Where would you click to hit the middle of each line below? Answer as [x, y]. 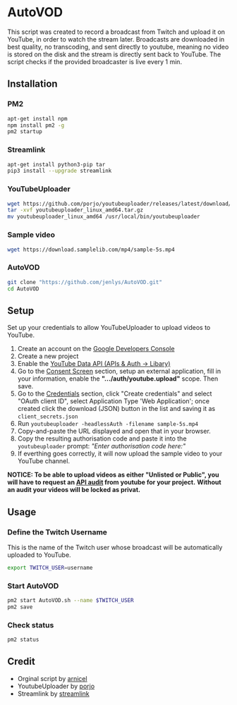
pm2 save [20, 607]
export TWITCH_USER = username [50, 568]
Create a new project [48, 356]
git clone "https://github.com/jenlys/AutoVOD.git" [85, 282]
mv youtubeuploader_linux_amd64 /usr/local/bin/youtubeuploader [104, 217]
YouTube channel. [44, 461]
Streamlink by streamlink [53, 693]
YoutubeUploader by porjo [56, 686]
